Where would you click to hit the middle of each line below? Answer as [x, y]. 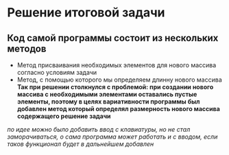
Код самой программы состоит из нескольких [113, 38]
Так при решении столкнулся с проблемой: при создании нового [115, 87]
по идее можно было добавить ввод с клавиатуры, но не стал [99, 129]
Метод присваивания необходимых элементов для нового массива [117, 65]
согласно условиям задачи [57, 72]
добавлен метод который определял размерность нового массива [119, 109]
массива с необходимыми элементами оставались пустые [107, 94]
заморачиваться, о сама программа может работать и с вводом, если [112, 136]
